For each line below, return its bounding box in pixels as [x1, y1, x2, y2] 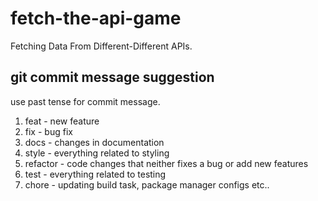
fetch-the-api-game [10, 7, 182, 30]
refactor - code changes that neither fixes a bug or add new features [24, 157, 309, 169]
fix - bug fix [24, 125, 73, 137]
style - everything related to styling [24, 147, 170, 159]
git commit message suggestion [10, 69, 215, 86]
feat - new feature [24, 115, 100, 127]
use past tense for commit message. [10, 95, 161, 107]
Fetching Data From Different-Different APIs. [10, 40, 193, 52]
